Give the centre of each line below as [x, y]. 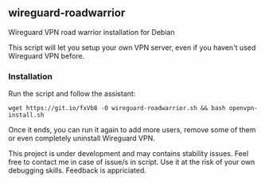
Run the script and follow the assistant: [72, 93]
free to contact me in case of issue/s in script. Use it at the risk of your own [132, 162]
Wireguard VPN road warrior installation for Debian [92, 32]
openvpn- [244, 109]
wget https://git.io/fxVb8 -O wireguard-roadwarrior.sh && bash [117, 109]
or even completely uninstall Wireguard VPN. [82, 139]
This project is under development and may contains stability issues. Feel [129, 154]
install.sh [26, 115]
